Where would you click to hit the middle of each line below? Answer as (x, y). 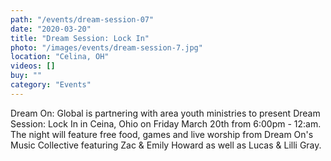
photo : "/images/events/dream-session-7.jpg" (106, 47)
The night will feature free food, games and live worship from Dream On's (162, 134)
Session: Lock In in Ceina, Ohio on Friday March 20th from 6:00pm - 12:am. (166, 123)
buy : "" (26, 76)
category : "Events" (51, 85)
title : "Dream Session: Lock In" (80, 38)
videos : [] (33, 66)
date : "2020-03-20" (51, 29)
